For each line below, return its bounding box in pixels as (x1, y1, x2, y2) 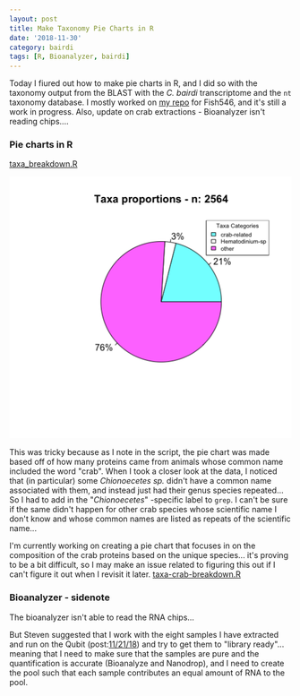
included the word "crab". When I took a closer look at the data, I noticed (9, 466, 278, 477)
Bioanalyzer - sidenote (9, 591, 110, 604)
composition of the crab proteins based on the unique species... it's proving (9, 550, 289, 561)
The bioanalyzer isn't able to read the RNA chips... (9, 612, 195, 623)
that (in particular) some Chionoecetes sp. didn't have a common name (9, 476, 271, 486)
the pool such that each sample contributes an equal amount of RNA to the (9, 667, 285, 678)
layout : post (9, 14, 58, 23)
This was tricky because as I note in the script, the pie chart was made (9, 447, 270, 458)
